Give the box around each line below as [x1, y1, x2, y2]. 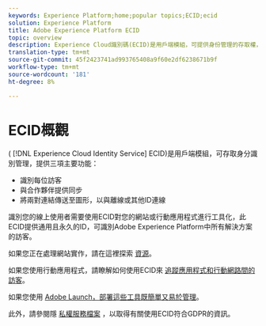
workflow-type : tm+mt [8, 63, 80, 71]
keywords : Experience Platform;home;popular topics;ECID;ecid [8, 11, 218, 20]
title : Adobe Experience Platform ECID [8, 26, 140, 34]
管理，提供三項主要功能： [14, 159, 99, 169]
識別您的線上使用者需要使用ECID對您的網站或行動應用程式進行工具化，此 [8, 212, 247, 222]
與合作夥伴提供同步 [19, 185, 83, 195]
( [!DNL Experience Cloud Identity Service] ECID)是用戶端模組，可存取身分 [8, 149, 251, 158]
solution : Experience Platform [8, 19, 112, 27]
